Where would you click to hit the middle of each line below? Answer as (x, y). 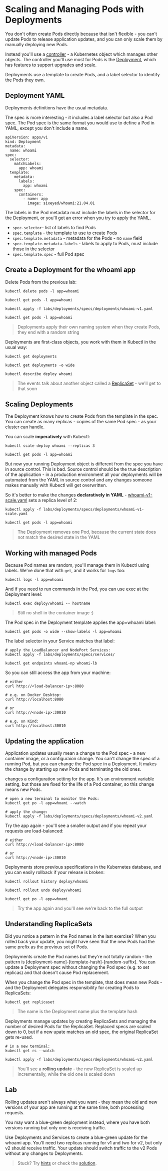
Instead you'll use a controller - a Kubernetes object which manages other (81, 54)
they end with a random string (48, 332)
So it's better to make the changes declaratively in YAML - (66, 495)
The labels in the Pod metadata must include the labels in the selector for (80, 212)
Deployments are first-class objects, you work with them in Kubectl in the (80, 342)
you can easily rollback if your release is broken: (55, 872)
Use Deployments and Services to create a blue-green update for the (76, 1137)
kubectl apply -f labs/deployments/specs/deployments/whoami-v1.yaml (79, 309)
